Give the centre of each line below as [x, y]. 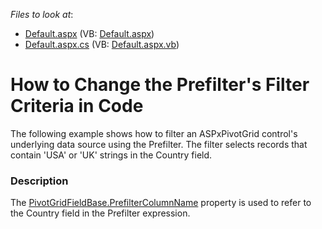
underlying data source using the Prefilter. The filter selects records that [159, 144]
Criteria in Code [77, 106]
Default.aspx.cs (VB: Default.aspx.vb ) [102, 44]
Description [39, 181]
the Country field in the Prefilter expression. [100, 213]
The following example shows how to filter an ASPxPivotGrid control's [154, 133]
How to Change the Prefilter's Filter [160, 85]
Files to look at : [42, 14]
